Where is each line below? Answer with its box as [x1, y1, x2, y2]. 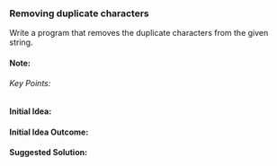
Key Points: [9, 78, 51, 89]
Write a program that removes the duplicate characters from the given [9, 28, 269, 39]
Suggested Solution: [9, 147, 88, 158]
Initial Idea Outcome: [9, 127, 89, 137]
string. [9, 37, 33, 48]
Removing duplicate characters [9, 7, 150, 20]
